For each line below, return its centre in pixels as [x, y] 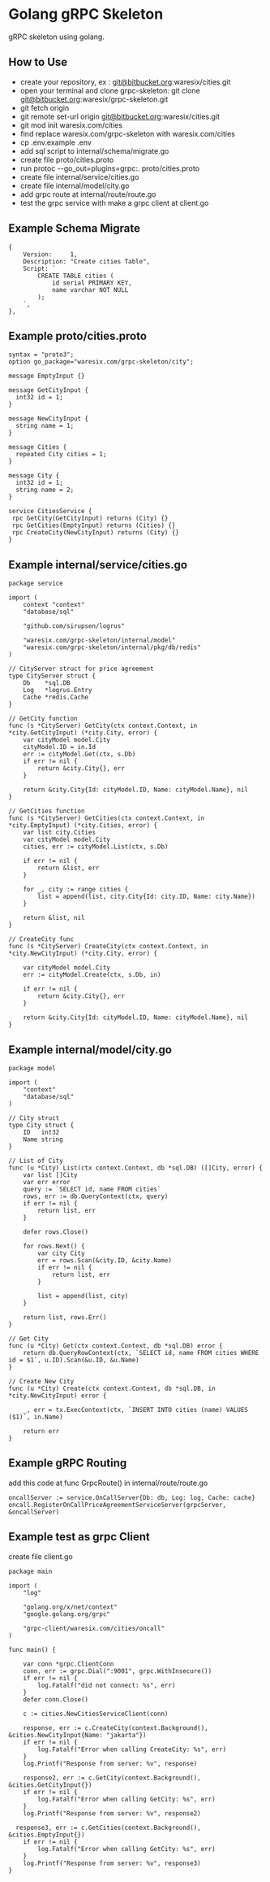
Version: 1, [51, 254]
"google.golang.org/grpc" [67, 1614]
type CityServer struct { [52, 676]
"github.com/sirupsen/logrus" [74, 626]
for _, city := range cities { [76, 890]
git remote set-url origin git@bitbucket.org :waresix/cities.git [120, 116]
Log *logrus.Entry [58, 691]
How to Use [38, 62]
